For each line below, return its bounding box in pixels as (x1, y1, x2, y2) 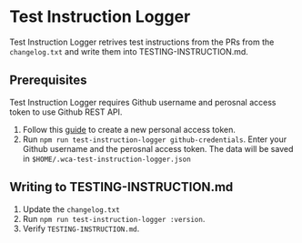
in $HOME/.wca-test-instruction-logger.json (22, 153, 191, 164)
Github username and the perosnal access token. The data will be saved (22, 143, 294, 154)
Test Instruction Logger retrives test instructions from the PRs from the (9, 36, 275, 47)
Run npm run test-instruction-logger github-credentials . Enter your (22, 134, 287, 145)
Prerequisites (9, 73, 87, 88)
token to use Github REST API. (9, 106, 123, 117)
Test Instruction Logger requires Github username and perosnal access (9, 96, 277, 107)
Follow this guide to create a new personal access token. (22, 124, 237, 135)
